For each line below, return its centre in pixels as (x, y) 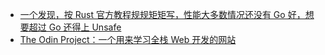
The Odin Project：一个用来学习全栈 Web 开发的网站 (128, 39)
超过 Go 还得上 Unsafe (75, 27)
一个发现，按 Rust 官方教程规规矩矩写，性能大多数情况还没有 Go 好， (162, 14)
